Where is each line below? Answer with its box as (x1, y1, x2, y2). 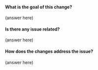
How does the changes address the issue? (5, 48, 94, 54)
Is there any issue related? (5, 26, 60, 32)
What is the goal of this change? (5, 4, 73, 10)
